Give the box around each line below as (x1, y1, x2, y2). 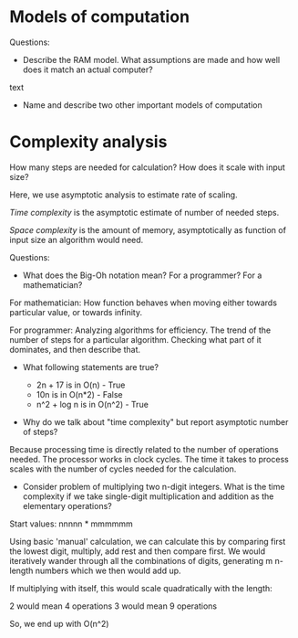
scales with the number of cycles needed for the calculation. (9, 463, 237, 474)
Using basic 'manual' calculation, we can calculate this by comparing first (9, 536, 286, 547)
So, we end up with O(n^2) (9, 618, 109, 629)
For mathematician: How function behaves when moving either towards (9, 297, 278, 308)
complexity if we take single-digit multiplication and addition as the (22, 491, 274, 502)
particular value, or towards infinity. (9, 306, 143, 317)
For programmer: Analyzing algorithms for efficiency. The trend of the (9, 324, 272, 335)
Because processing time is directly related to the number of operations (9, 443, 280, 454)
